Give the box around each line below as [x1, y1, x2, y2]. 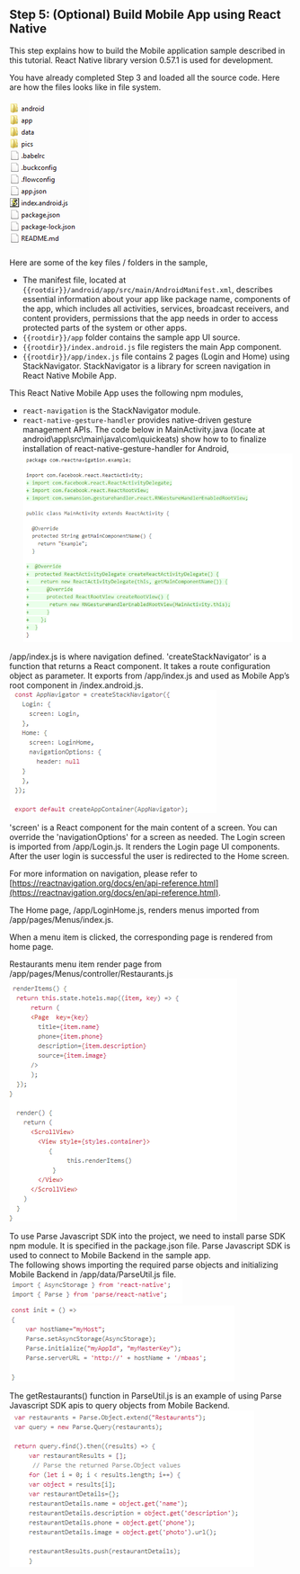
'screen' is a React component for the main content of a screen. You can [9, 822, 278, 833]
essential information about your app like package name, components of [22, 293, 291, 304]
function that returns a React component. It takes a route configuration [9, 660, 271, 671]
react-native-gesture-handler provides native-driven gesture [22, 414, 252, 425]
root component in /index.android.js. [9, 679, 144, 691]
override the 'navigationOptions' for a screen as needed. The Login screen [9, 831, 286, 842]
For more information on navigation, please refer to [9, 868, 198, 879]
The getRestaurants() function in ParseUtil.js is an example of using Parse [9, 1390, 282, 1401]
